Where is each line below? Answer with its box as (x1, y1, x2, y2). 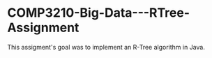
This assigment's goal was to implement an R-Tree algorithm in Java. (7, 43, 206, 51)
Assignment (7, 20, 79, 36)
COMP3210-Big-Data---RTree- (7, 5, 190, 21)
